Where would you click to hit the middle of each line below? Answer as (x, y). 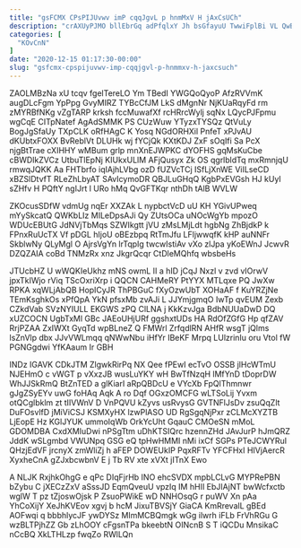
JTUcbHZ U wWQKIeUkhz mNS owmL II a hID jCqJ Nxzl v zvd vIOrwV (139, 271)
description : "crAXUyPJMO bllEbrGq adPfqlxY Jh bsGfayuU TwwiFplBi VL (144, 26)
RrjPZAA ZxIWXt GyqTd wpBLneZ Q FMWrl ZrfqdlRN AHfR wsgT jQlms (139, 327)
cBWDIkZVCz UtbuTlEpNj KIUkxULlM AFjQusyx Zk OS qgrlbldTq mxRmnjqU (149, 160)
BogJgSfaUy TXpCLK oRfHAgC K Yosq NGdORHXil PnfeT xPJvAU (131, 131)
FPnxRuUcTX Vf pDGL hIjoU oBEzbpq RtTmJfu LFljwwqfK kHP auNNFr (140, 234)
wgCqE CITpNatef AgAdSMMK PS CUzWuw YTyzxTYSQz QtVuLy (131, 121)
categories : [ (36, 34)
